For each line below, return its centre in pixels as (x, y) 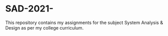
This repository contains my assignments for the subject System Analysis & (84, 22)
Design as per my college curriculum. (45, 27)
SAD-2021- (29, 9)
